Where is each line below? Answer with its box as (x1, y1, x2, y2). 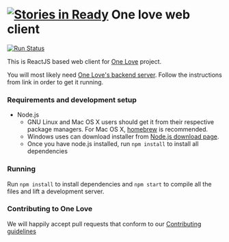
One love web (111, 7, 190, 23)
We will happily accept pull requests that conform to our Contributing (7, 219, 202, 228)
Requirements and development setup (7, 95, 137, 104)
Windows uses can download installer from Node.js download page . (27, 132, 219, 141)
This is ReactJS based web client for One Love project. (7, 57, 162, 65)
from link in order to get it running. (7, 77, 104, 86)
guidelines (7, 227, 36, 235)
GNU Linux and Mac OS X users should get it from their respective (27, 118, 214, 126)
